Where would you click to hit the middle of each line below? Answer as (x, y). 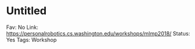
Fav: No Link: (22, 27)
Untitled (27, 11)
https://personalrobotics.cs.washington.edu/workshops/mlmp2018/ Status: (98, 33)
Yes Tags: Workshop (32, 40)
